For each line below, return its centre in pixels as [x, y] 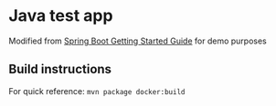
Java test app [61, 16]
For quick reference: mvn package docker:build [97, 91]
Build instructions [60, 69]
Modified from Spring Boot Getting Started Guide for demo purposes [138, 41]
